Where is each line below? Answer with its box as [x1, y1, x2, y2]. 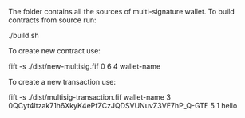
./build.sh [8, 31, 39, 40]
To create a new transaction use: [8, 77, 117, 86]
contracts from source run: [8, 15, 97, 25]
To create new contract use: [8, 46, 101, 55]
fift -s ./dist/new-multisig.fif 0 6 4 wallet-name [8, 61, 161, 71]
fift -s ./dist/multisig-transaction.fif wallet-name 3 [8, 92, 172, 102]
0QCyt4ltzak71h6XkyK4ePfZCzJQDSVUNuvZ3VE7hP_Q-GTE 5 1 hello [8, 101, 238, 110]
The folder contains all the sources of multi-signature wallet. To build [8, 7, 235, 16]
